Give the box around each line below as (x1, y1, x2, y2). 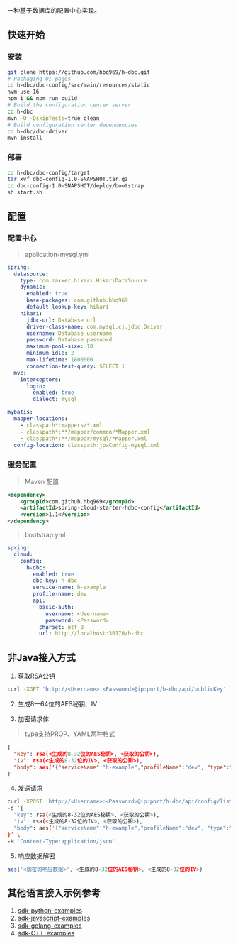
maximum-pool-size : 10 (25, 343, 93, 350)
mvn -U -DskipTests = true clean (7, 114, 100, 122)
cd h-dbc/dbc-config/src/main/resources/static (7, 82, 151, 89)
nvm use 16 (7, 88, 40, 96)
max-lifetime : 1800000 (25, 356, 93, 363)
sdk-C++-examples (17, 929, 75, 938)
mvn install (7, 134, 42, 142)
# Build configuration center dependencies (7, 121, 138, 128)
